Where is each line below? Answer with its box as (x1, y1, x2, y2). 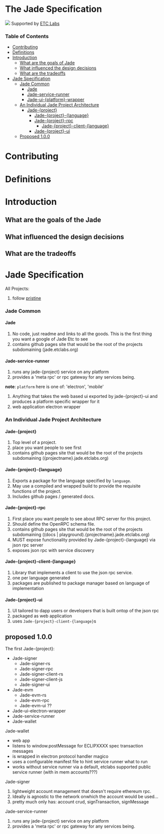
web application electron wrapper (12, 404, 81, 410)
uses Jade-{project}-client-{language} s (12, 618, 97, 624)
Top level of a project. (12, 440, 57, 445)
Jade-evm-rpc (19, 697, 50, 703)
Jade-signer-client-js (19, 676, 63, 682)
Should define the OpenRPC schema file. (12, 521, 96, 527)
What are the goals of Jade (19, 60, 75, 66)
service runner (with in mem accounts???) (12, 769, 98, 775)
